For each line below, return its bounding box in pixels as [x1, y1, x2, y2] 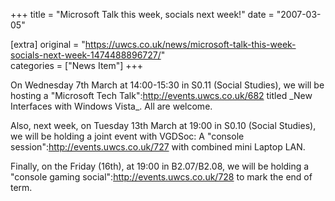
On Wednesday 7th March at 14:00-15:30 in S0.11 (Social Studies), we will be [10, 79, 325, 91]
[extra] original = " [10, 39, 86, 50]
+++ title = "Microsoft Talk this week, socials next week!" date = [10, 9, 275, 20]
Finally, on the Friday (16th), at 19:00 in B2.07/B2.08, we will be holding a [10, 160, 310, 172]
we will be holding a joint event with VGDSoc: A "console [10, 130, 245, 142]
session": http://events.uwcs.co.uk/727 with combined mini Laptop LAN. [10, 141, 306, 153]
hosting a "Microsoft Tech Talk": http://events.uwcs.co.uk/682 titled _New [10, 90, 313, 101]
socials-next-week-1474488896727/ [10, 49, 162, 61]
